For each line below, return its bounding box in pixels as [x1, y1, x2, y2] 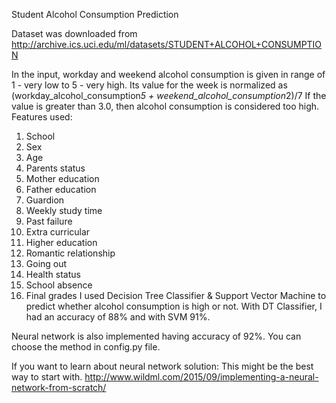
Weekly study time [25, 205, 103, 216]
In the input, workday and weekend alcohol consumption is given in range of [11, 69, 326, 80]
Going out [25, 258, 68, 269]
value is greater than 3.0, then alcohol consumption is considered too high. [11, 100, 320, 112]
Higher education [25, 237, 98, 248]
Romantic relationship [25, 247, 116, 259]
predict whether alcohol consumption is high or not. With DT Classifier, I [25, 300, 323, 312]
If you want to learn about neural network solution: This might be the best [11, 360, 314, 372]
